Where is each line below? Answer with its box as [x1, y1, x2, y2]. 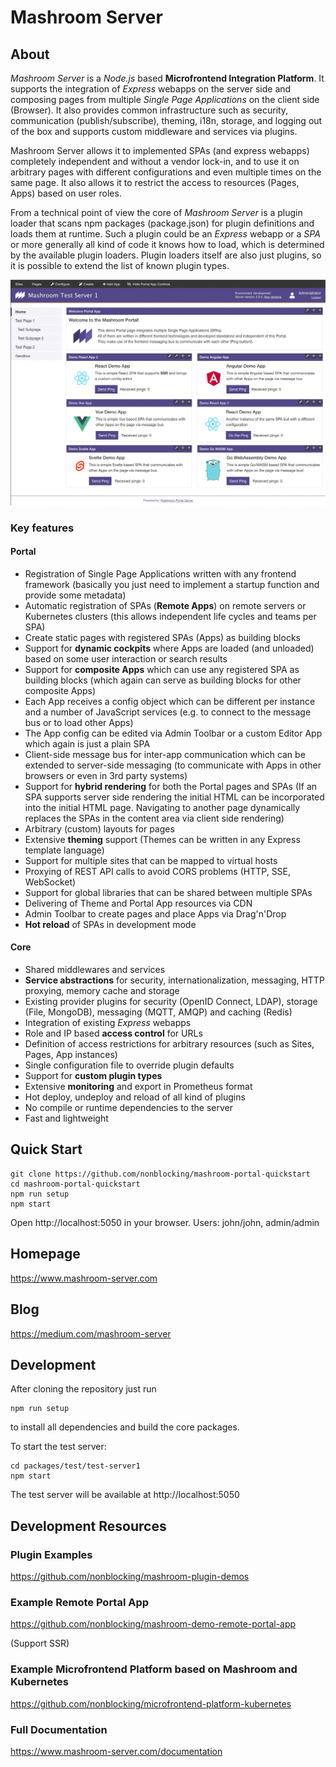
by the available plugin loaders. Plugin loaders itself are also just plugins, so [10, 249, 322, 261]
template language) [24, 844, 105, 856]
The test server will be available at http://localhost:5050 [10, 1489, 240, 1501]
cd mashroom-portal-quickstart [10, 1179, 141, 1189]
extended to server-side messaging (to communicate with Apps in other [24, 759, 322, 771]
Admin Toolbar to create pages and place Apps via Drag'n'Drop [24, 907, 287, 920]
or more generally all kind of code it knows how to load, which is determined [10, 239, 325, 250]
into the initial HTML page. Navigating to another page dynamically [24, 801, 301, 813]
